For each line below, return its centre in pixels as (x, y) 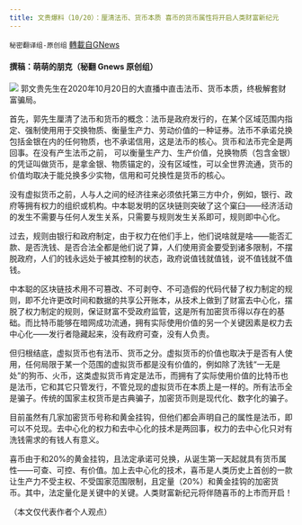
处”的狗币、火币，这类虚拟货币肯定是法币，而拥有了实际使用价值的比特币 (145, 376)
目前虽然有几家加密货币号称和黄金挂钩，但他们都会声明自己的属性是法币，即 (151, 417)
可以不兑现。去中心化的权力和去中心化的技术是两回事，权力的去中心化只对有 (151, 428)
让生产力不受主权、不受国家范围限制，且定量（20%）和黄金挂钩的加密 (140, 481)
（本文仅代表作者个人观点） (61, 511)
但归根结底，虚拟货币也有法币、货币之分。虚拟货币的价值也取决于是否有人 (147, 353)
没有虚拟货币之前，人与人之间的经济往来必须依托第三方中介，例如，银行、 (147, 194)
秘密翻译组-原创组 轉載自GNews (64, 44)
